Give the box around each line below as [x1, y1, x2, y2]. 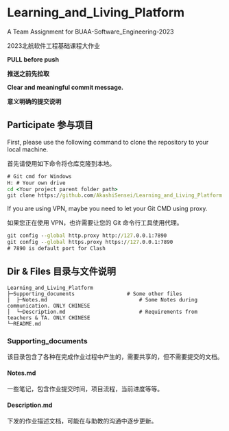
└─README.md [7, 320, 41, 327]
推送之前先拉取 [7, 69, 49, 77]
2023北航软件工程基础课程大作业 [7, 41, 101, 49]
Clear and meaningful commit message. [7, 83, 124, 91]
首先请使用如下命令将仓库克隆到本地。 [7, 159, 115, 167]
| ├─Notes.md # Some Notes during [7, 296, 197, 303]
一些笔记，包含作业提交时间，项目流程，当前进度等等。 [7, 385, 163, 393]
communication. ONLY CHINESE [7, 302, 91, 309]
